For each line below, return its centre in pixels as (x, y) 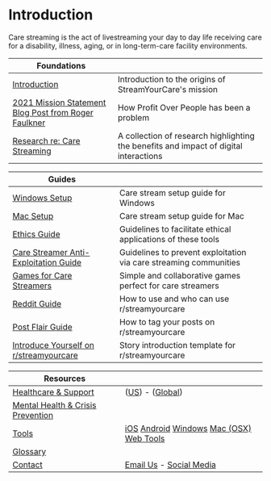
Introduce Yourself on (53, 345)
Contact (27, 464)
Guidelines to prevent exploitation (183, 252)
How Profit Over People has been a (184, 107)
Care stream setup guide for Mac (182, 215)
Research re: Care (46, 140)
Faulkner (29, 123)
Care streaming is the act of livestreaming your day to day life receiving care (135, 37)
